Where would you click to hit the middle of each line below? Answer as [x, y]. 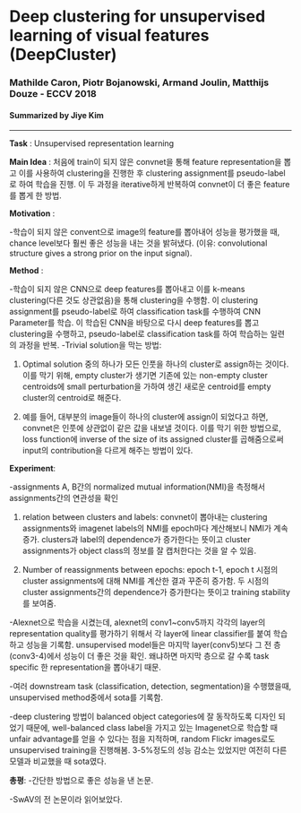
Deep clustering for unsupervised [138, 17]
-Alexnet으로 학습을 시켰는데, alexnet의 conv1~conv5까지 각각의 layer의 [138, 623]
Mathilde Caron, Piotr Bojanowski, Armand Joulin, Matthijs [139, 82]
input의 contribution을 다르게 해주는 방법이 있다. [107, 451]
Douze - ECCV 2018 [53, 94]
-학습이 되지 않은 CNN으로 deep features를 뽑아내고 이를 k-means [127, 290]
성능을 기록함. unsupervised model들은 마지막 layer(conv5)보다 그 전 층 [153, 645]
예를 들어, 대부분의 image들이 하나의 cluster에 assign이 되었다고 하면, [145, 417]
